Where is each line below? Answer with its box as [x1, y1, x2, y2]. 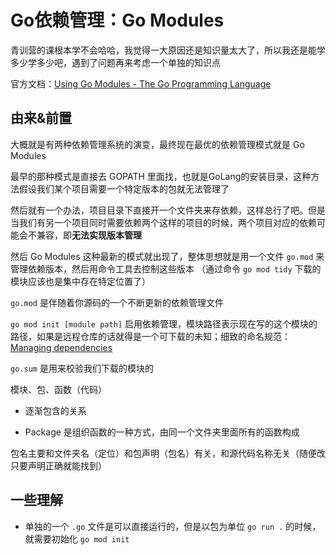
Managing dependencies [10, 341, 113, 353]
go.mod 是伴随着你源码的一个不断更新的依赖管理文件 [10, 296, 224, 308]
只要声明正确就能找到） [10, 459, 107, 471]
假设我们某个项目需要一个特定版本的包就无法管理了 [18, 182, 230, 195]
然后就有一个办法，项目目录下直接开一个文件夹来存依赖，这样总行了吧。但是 [10, 204, 326, 216]
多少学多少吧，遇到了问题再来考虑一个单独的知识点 [10, 56, 221, 68]
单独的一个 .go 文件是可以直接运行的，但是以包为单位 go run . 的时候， [24, 520, 322, 532]
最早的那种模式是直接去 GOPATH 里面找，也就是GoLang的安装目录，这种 [10, 170, 312, 182]
